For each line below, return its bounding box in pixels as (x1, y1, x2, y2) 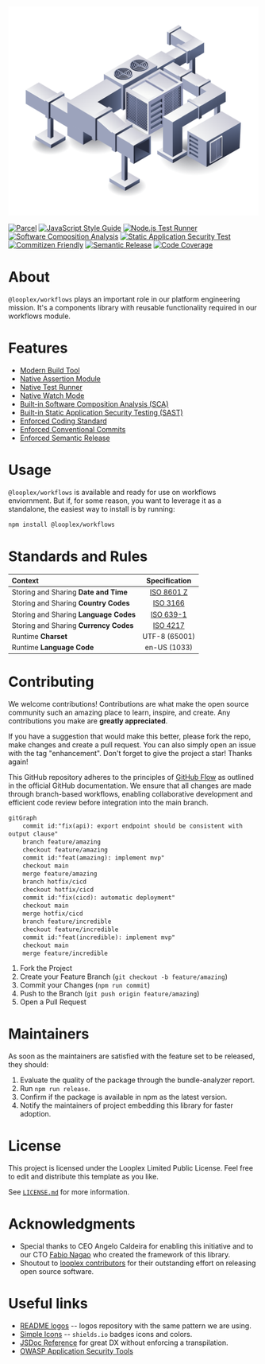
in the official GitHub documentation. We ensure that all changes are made (8, 781, 252, 790)
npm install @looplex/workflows (8, 520, 115, 528)
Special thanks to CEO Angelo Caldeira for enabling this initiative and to (19, 1241, 254, 1251)
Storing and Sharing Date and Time (11, 587, 129, 597)
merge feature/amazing (22, 870, 98, 878)
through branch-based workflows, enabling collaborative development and (8, 789, 253, 798)
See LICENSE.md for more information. (8, 1187, 130, 1196)
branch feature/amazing (22, 838, 102, 846)
